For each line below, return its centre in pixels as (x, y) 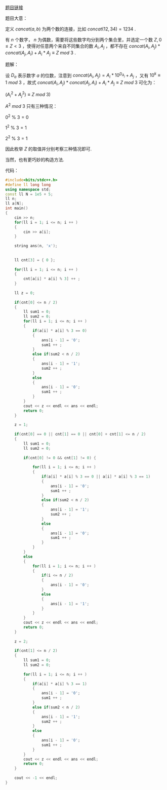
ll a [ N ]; (14, 204)
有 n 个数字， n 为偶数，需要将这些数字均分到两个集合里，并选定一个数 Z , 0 (83, 40)
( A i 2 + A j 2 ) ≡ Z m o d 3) (28, 94)
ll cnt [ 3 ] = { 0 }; (35, 260)
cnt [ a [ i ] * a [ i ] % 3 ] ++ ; (52, 279)
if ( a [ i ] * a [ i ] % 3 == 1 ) (59, 684)
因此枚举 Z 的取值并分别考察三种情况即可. (49, 149)
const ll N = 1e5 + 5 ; (29, 194)
